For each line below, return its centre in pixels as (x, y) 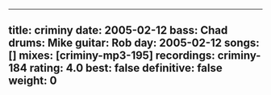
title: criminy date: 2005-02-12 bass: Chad (118, 30)
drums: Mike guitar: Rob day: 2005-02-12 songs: (134, 43)
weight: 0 (33, 81)
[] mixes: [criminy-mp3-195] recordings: (112, 56)
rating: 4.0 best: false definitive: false (126, 68)
